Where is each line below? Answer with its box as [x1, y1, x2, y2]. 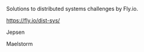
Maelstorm [6, 41, 33, 47]
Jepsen [6, 28, 25, 36]
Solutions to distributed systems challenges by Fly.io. [6, 5, 139, 12]
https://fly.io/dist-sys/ [6, 17, 60, 24]
